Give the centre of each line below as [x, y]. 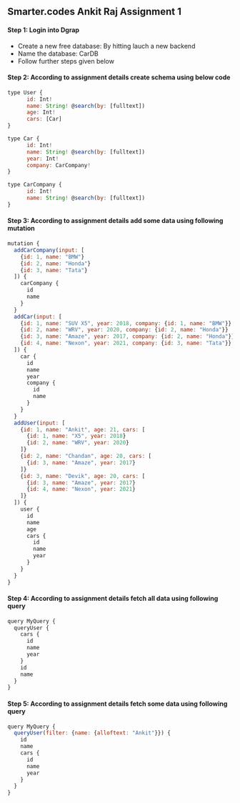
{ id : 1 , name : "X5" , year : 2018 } [76, 436]
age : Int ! [41, 113]
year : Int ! [42, 159]
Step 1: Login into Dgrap [44, 30]
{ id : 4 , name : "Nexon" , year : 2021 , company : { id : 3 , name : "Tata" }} [126, 343]
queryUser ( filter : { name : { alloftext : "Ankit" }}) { [92, 733]
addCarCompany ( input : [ [49, 250]
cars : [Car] [44, 119]
